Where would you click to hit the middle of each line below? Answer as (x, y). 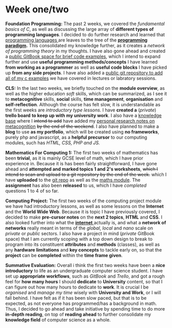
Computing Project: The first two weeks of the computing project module (83, 201)
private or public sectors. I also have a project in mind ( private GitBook (80, 233)
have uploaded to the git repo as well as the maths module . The (73, 180)
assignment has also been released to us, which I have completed (76, 185)
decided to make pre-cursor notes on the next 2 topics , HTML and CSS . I (84, 217)
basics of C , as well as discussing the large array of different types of (80, 29)
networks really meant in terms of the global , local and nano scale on (79, 228)
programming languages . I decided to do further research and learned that (85, 34)
